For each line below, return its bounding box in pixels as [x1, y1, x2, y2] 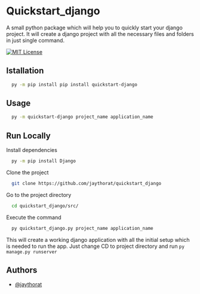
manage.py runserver [6, 248, 58, 255]
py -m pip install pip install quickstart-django [11, 81, 137, 87]
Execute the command [6, 214, 61, 221]
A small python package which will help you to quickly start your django [6, 24, 183, 31]
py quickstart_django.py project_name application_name [11, 225, 153, 231]
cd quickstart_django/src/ [11, 202, 79, 209]
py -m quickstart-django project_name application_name [11, 114, 153, 120]
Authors [6, 265, 38, 275]
